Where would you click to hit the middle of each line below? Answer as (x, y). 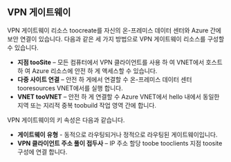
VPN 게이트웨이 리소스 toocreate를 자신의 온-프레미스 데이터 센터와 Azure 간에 (114, 30)
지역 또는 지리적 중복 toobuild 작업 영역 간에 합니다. (87, 105)
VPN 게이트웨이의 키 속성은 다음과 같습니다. (66, 120)
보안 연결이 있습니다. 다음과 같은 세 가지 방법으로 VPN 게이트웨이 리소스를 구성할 (116, 39)
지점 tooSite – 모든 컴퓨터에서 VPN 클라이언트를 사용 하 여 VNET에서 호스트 (120, 62)
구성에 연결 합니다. (42, 152)
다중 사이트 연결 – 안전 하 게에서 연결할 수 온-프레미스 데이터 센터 (104, 79)
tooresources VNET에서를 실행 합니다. (70, 88)
